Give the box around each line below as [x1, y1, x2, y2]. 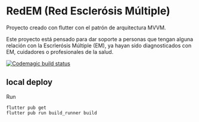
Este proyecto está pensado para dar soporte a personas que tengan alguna [6, 35, 194, 42]
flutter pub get [6, 105, 46, 111]
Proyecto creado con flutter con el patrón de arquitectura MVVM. [6, 24, 166, 31]
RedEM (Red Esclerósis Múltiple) [6, 4, 171, 18]
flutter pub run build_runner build [6, 109, 97, 116]
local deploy [6, 77, 52, 87]
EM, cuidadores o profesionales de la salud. [6, 48, 114, 55]
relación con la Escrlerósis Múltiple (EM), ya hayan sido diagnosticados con [6, 42, 192, 49]
